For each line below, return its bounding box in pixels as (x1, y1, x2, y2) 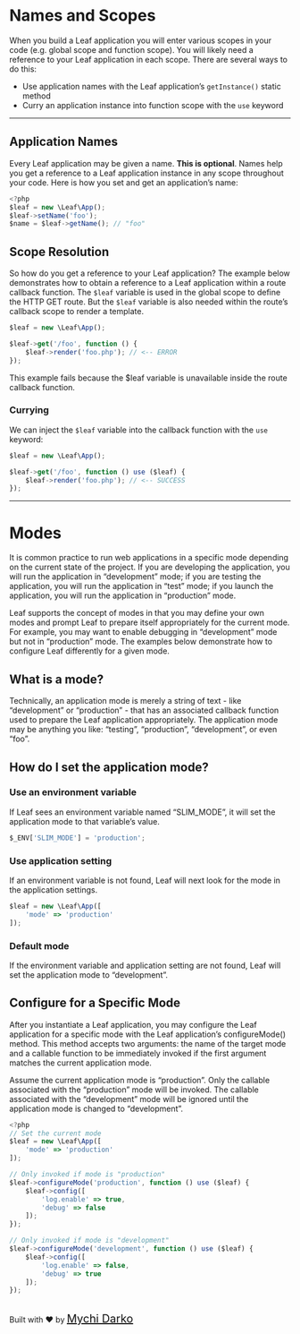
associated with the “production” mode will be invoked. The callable (9, 1084, 259, 1095)
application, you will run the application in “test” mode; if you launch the (9, 581, 274, 592)
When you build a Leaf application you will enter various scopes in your (9, 35, 272, 46)
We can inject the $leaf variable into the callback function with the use (9, 424, 268, 435)
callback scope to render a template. (9, 306, 145, 317)
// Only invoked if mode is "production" (9, 1170, 166, 1179)
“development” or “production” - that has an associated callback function (9, 705, 279, 716)
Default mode (9, 939, 70, 952)
